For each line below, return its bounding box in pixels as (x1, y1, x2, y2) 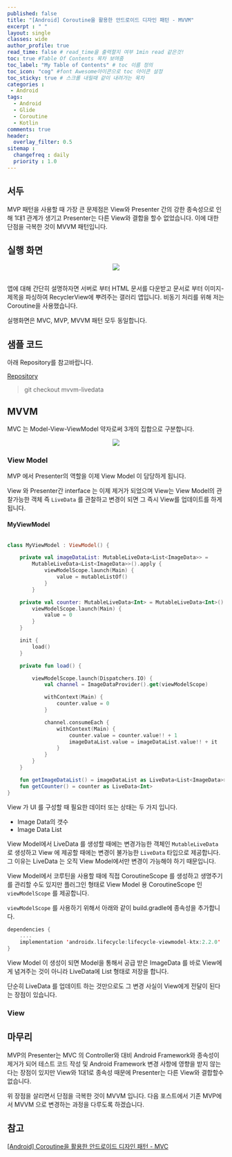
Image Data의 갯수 (17, 817, 69, 826)
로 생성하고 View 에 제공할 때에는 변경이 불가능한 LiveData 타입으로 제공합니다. (7, 848, 221, 856)
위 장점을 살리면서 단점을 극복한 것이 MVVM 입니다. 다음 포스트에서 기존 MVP (7, 1091, 217, 1100)
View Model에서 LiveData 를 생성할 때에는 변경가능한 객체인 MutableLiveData (7, 840, 219, 848)
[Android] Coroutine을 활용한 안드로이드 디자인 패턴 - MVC (7, 1142, 169, 1150)
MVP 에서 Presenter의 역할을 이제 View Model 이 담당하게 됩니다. (7, 472, 186, 481)
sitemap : (7, 145, 36, 152)
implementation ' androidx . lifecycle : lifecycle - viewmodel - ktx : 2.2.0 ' (19, 938, 221, 946)
